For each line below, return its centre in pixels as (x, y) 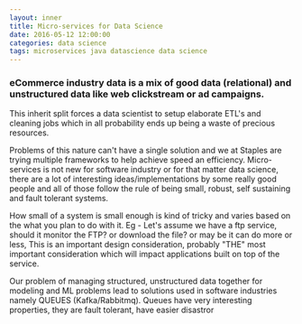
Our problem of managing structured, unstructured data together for (136, 282)
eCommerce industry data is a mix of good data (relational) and (151, 83)
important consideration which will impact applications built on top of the (145, 255)
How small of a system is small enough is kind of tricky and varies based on (150, 216)
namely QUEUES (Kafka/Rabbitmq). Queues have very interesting (131, 301)
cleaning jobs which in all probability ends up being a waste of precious (142, 124)
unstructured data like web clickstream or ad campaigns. (137, 94)
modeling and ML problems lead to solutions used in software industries (143, 291)
